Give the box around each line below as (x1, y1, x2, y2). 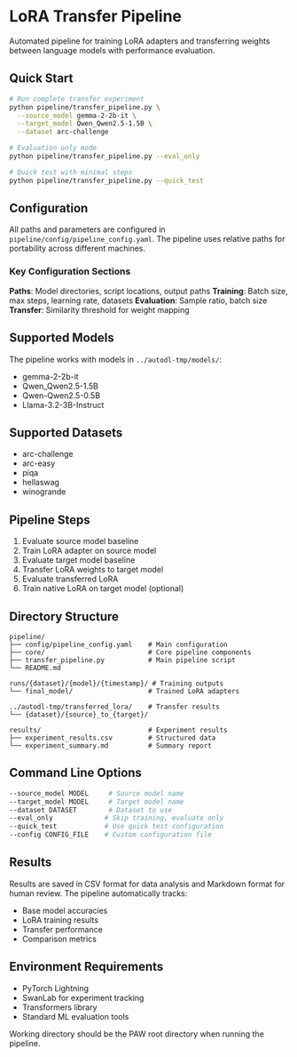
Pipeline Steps (9, 512, 90, 527)
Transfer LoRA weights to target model (21, 565, 164, 575)
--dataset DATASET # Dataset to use (9, 805, 173, 814)
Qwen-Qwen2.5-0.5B (21, 389, 100, 401)
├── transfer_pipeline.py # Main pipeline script (9, 655, 237, 664)
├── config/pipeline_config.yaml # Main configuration (9, 640, 228, 649)
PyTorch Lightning (21, 982, 89, 993)
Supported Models (9, 331, 114, 346)
